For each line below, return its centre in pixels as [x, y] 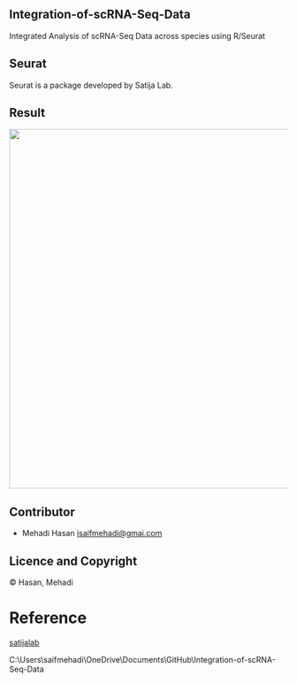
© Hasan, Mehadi [41, 582]
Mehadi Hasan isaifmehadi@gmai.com [92, 533]
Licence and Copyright [73, 561]
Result [27, 113]
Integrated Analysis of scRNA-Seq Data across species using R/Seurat [137, 35]
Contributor [42, 512]
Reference [48, 618]
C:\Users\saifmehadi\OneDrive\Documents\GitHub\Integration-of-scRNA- [142, 660]
